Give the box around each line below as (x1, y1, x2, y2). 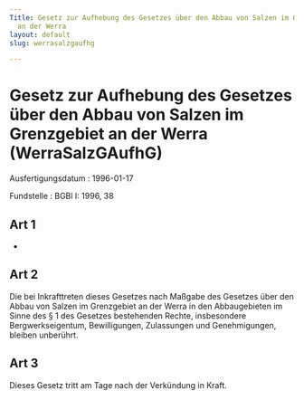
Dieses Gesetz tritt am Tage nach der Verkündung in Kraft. (9, 379, 228, 390)
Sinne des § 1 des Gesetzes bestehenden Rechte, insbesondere (9, 310, 247, 321)
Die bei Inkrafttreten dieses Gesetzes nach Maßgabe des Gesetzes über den (9, 290, 294, 301)
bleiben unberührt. (9, 329, 79, 340)
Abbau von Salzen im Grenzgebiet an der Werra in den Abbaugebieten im (9, 300, 283, 311)
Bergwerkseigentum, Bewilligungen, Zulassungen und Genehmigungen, (9, 319, 277, 330)
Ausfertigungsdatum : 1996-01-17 (9, 173, 134, 184)
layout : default (9, 30, 71, 39)
